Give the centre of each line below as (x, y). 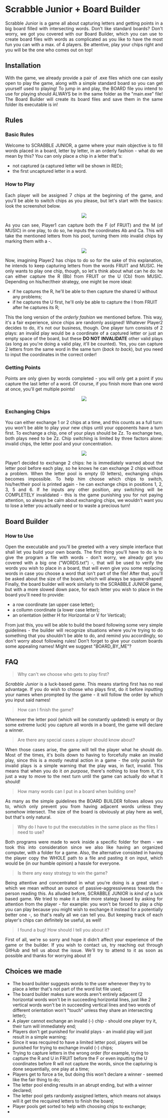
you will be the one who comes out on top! (49, 50)
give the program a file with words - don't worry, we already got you (84, 557)
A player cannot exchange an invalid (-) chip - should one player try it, (84, 1021)
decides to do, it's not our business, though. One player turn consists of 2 (84, 328)
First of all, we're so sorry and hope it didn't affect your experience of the (84, 939)
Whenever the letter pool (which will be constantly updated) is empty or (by (84, 719)
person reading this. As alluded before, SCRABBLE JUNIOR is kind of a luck (84, 893)
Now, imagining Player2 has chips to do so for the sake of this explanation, (84, 260)
